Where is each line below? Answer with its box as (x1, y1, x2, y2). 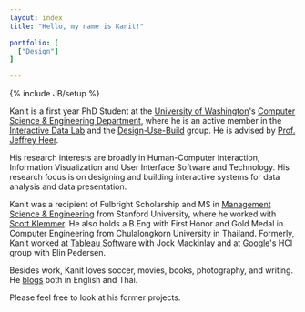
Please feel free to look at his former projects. (9, 292, 181, 303)
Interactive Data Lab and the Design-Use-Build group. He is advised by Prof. (9, 125, 296, 136)
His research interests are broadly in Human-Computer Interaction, (9, 152, 260, 164)
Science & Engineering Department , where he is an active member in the (9, 116, 282, 126)
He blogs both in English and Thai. (9, 275, 138, 286)
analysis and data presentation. (9, 181, 127, 192)
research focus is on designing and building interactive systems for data (9, 172, 280, 183)
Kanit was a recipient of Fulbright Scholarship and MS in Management (9, 199, 271, 210)
